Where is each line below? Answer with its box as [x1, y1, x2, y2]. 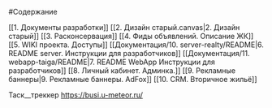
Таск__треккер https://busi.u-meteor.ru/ [8, 90, 144, 100]
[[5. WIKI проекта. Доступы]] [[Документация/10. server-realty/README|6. [8, 40, 264, 50]
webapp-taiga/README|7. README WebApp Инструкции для [8, 57, 215, 67]
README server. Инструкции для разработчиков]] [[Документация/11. [8, 49, 250, 58]
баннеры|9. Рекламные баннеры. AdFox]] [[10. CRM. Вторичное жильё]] [8, 75, 257, 84]
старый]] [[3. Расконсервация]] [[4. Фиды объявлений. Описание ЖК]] [8, 32, 254, 41]
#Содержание [8, 7, 58, 16]
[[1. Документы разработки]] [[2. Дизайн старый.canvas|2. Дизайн [8, 23, 240, 32]
